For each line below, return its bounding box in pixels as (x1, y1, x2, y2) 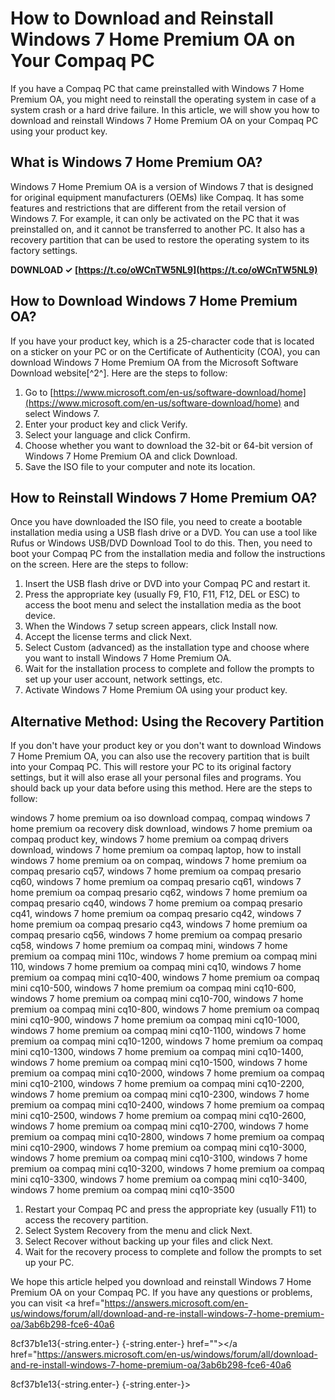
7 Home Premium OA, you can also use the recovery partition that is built (10, 750, 310, 762)
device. (24, 610, 56, 622)
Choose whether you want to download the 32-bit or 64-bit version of (24, 439, 313, 451)
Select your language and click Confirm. (24, 428, 191, 441)
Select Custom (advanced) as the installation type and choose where (24, 642, 310, 654)
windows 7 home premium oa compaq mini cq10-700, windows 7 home (10, 993, 304, 1005)
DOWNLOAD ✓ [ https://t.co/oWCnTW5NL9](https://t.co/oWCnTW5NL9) (10, 263, 318, 276)
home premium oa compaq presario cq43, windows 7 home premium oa (10, 918, 308, 931)
